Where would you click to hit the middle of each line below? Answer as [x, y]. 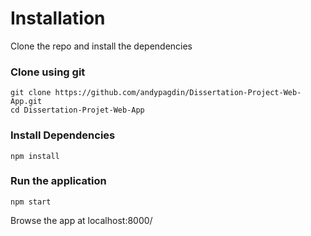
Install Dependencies [63, 135]
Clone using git [48, 72]
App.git [26, 102]
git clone [31, 93]
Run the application [58, 181]
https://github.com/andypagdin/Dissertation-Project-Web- [178, 93]
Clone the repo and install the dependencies [101, 46]
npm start [31, 202]
